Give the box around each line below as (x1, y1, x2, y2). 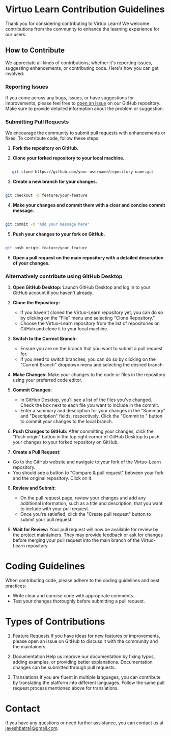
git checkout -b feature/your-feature (5, 193, 88, 198)
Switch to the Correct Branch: (12, 335, 77, 342)
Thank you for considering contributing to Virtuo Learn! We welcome (5, 20, 150, 27)
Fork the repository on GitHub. (12, 145, 79, 151)
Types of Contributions (5, 616, 105, 627)
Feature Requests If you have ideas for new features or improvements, (12, 633, 160, 639)
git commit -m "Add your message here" (5, 222, 90, 227)
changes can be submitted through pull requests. (12, 664, 116, 671)
